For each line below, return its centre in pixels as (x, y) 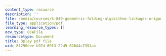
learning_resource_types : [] (35, 28)
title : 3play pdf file (28, 41)
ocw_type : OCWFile (24, 32)
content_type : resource (30, 9)
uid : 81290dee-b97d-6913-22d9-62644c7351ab (51, 46)
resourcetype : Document (30, 37)
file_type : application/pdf (34, 23)
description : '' (22, 14)
